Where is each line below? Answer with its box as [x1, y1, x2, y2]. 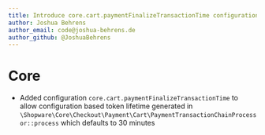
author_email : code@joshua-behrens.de [8, 26, 136, 34]
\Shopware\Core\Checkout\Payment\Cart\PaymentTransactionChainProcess [19, 111, 257, 119]
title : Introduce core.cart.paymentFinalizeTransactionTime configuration [8, 11, 259, 20]
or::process [19, 119, 59, 128]
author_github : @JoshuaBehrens [8, 33, 111, 42]
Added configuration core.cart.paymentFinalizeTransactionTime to [19, 93, 239, 103]
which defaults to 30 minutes [60, 119, 155, 128]
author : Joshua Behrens [8, 19, 87, 27]
